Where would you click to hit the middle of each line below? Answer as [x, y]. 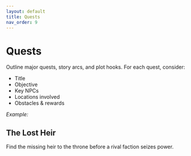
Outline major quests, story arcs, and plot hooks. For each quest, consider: [95, 67]
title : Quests [23, 17]
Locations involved [37, 97]
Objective [26, 84]
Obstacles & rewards [40, 103]
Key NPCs [26, 91]
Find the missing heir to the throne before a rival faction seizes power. [90, 147]
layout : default [26, 11]
